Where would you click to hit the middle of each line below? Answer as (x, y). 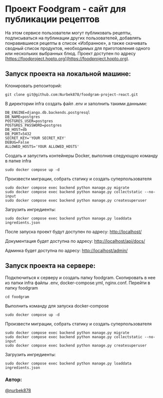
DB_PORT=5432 (18, 134)
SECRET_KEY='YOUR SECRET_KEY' (36, 138)
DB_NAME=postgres (23, 117)
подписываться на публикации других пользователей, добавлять (73, 38)
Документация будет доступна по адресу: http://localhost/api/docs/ (75, 241)
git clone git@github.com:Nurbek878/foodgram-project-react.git (72, 94)
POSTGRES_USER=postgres (29, 121)
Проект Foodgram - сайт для (66, 9)
